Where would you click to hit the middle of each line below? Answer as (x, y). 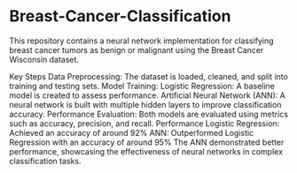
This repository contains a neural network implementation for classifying (141, 41)
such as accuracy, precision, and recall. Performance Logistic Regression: (145, 123)
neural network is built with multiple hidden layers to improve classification (145, 104)
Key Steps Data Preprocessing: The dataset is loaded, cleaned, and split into (148, 76)
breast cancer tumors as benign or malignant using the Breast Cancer (137, 49)
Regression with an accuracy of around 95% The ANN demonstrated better (147, 142)
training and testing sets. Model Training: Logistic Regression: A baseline (142, 86)
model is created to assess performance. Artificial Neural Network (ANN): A (147, 95)
